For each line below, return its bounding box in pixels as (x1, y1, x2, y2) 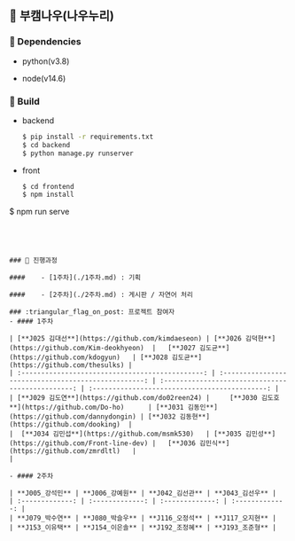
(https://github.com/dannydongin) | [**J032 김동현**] (9, 412, 211, 421)
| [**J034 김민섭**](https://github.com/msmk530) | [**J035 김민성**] (9, 429, 276, 439)
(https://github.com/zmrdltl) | (9, 447, 137, 456)
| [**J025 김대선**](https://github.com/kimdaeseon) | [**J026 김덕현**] (9, 334, 276, 343)
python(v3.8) (21, 56, 70, 67)
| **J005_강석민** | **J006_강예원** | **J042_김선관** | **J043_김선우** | (9, 489, 277, 498)
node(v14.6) (21, 73, 66, 83)
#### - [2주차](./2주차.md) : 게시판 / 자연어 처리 (9, 291, 193, 300)
